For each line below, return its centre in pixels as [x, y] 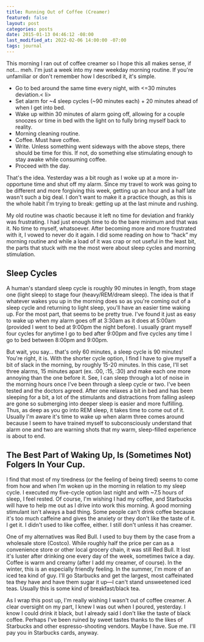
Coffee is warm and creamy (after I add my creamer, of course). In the [94, 562]
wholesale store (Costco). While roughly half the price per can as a [90, 543]
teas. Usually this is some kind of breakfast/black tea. [73, 588]
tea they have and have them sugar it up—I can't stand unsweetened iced [99, 582]
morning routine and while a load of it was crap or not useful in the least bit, [101, 241]
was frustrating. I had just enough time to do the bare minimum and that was [102, 222]
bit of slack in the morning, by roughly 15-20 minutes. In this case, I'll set [97, 365]
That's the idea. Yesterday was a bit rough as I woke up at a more [88, 177]
